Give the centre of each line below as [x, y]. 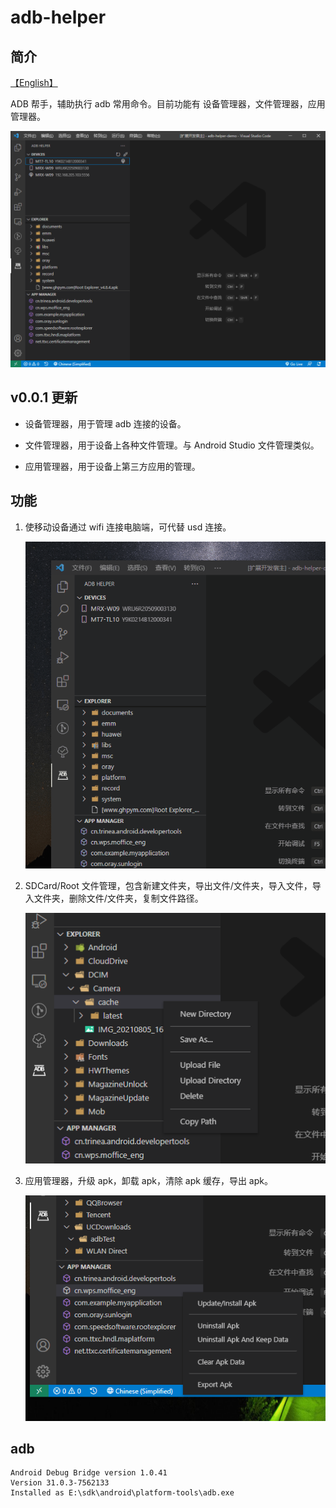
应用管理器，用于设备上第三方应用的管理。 [112, 466]
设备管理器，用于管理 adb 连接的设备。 [105, 423]
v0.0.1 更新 [44, 397]
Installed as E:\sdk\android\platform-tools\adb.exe [122, 1493]
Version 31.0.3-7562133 [60, 1483]
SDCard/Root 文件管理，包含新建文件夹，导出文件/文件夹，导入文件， [168, 886]
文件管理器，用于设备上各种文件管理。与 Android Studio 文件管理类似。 [172, 445]
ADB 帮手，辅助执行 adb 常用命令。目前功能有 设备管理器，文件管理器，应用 [168, 104]
